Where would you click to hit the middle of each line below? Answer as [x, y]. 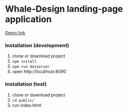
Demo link [15, 33]
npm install [24, 62]
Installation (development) [37, 45]
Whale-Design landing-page [64, 9]
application [29, 19]
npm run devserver [31, 67]
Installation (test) [26, 84]
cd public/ [23, 100]
